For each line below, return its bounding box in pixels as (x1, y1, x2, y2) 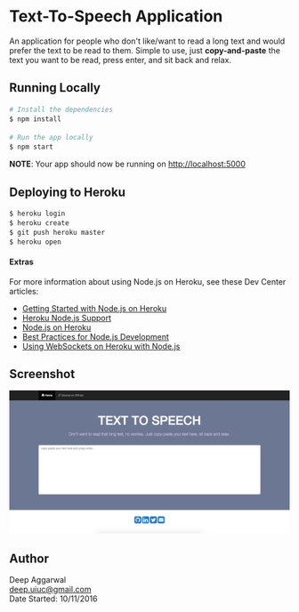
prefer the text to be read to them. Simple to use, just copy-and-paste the (9, 44, 280, 55)
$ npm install (9, 114, 62, 124)
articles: (9, 286, 39, 296)
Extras (9, 256, 34, 268)
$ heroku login (9, 209, 66, 218)
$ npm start (9, 142, 53, 152)
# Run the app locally (9, 133, 93, 142)
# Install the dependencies (9, 105, 114, 114)
